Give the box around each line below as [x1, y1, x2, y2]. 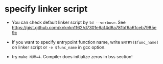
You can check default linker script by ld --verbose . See [11, 19, 126, 25]
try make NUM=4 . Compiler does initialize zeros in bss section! [11, 53, 133, 59]
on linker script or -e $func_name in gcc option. [11, 44, 106, 50]
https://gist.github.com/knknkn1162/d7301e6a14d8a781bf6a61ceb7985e [11, 24, 157, 30]
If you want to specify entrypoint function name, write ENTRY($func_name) [11, 39, 159, 45]
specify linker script [4, 3, 88, 15]
